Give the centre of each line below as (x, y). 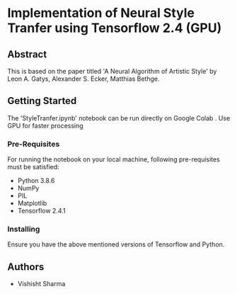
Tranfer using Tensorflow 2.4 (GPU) (115, 28)
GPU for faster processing (45, 125)
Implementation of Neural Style (101, 13)
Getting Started (42, 101)
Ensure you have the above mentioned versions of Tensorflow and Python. (116, 244)
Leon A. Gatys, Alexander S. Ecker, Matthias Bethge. (84, 79)
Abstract (27, 54)
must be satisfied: (34, 167)
